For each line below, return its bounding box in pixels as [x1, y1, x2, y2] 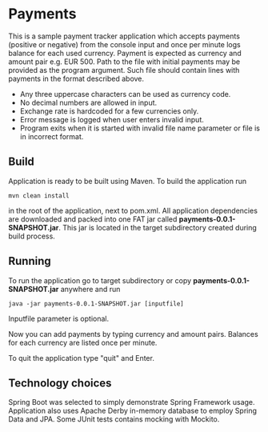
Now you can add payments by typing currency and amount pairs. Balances [8, 329, 258, 338]
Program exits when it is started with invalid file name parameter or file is [19, 123, 260, 133]
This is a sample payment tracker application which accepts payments [8, 31, 240, 41]
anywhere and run [60, 284, 121, 294]
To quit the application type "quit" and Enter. [8, 353, 154, 362]
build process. [8, 231, 56, 241]
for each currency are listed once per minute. [8, 338, 158, 347]
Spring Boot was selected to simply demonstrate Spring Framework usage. [8, 398, 255, 407]
